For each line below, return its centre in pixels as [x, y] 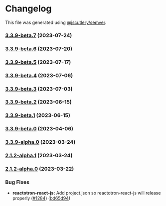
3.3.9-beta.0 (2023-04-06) [39, 129]
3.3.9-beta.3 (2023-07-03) [39, 89]
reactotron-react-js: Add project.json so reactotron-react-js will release [86, 193]
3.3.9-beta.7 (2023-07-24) [39, 35]
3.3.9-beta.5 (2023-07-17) [38, 62]
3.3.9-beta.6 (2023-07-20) [39, 49]
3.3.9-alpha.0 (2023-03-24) [40, 142]
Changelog [28, 9]
